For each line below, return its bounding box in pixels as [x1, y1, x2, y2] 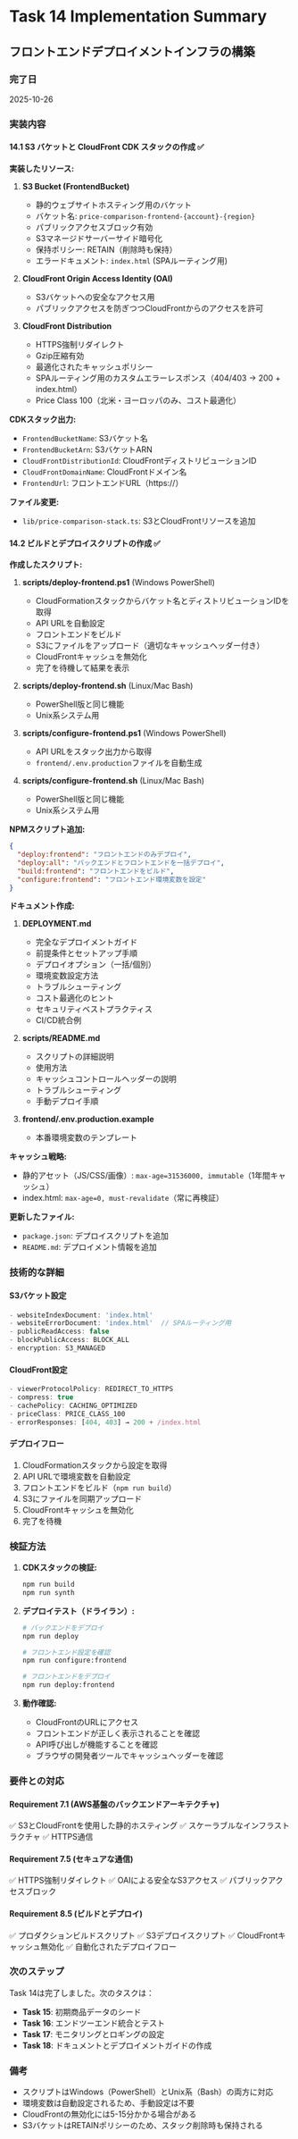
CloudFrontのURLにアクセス [35, 1717, 139, 1728]
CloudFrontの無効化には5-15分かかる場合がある [21, 2109, 197, 2119]
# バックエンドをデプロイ [21, 1623, 104, 1632]
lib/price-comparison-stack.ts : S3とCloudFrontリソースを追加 [21, 516, 256, 526]
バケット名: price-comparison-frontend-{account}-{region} [35, 211, 256, 221]
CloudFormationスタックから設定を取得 [21, 1459, 168, 1471]
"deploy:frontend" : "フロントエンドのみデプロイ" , [17, 851, 192, 860]
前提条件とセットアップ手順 [35, 948, 138, 959]
